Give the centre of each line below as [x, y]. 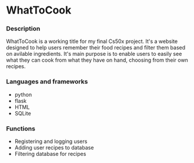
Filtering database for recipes [50, 154]
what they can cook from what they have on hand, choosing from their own [97, 60]
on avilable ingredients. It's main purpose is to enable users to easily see [94, 54]
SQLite [23, 113]
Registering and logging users [51, 141]
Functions [21, 128]
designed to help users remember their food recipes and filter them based [96, 48]
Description [23, 29]
